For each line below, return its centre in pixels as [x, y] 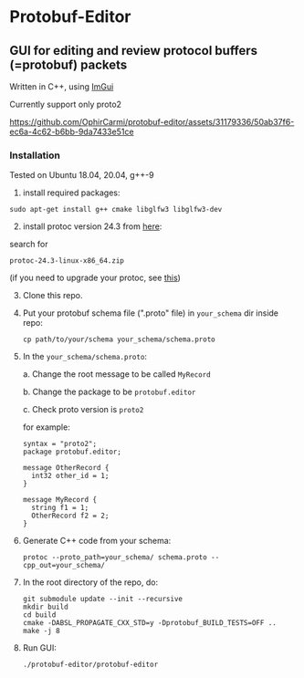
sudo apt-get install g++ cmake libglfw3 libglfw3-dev [116, 210]
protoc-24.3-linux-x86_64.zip [67, 261]
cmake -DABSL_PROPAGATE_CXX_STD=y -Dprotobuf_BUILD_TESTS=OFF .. [149, 623]
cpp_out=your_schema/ [63, 566]
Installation [35, 155]
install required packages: [71, 193]
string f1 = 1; [60, 508]
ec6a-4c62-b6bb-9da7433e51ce [72, 131]
